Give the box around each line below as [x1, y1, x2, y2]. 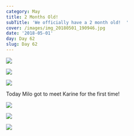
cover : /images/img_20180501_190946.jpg [6, 25, 106, 31]
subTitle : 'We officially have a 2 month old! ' [6, 19, 129, 25]
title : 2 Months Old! [6, 14, 59, 20]
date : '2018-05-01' [6, 30, 54, 36]
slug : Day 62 [6, 42, 38, 47]
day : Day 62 [6, 36, 35, 42]
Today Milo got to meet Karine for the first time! [6, 90, 120, 97]
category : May [6, 8, 41, 15]
